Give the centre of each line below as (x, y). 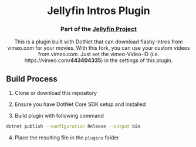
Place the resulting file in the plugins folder (67, 138)
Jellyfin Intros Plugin (99, 11)
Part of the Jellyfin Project (99, 29)
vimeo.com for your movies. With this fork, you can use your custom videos (99, 48)
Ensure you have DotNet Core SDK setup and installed (80, 104)
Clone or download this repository (56, 93)
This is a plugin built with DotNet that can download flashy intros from (99, 42)
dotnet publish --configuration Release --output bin (73, 127)
